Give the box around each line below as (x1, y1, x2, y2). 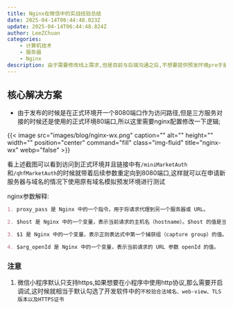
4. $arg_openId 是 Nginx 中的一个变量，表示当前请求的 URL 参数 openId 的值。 (7, 244, 220, 251)
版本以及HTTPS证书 (17, 296, 64, 303)
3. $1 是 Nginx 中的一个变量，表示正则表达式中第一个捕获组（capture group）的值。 (7, 231, 227, 238)
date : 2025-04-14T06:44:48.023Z (7, 17, 101, 24)
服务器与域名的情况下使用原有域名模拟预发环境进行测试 (7, 177, 165, 186)
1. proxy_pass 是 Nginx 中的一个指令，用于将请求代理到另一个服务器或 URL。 (7, 206, 209, 213)
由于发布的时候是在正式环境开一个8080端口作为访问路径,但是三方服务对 (17, 109, 223, 117)
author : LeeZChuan (7, 29, 60, 37)
